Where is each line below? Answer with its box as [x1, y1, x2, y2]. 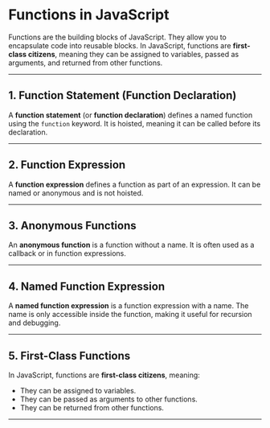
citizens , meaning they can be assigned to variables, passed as [27, 49, 239, 59]
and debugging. [8, 318, 61, 327]
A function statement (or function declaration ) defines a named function [8, 110, 253, 120]
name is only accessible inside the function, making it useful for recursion [8, 310, 252, 319]
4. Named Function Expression [8, 279, 166, 293]
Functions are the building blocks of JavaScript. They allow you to [8, 32, 227, 42]
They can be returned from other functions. [19, 403, 165, 412]
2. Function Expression [8, 158, 126, 172]
